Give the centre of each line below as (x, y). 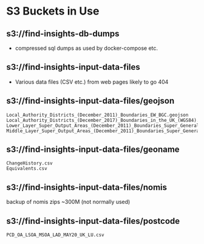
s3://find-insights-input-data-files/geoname (93, 150)
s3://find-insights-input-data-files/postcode (93, 221)
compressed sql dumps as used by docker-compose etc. (87, 48)
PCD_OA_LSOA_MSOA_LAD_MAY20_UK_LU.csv (55, 235)
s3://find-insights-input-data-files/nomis (87, 187)
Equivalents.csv (27, 169)
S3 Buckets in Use (53, 11)
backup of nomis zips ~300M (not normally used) (68, 202)
